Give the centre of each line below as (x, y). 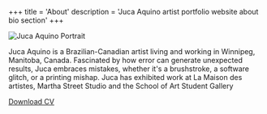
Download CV (32, 101)
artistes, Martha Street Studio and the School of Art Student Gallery (121, 86)
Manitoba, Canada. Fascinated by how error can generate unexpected (126, 60)
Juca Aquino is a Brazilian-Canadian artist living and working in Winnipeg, (132, 51)
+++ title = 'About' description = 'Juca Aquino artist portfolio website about (133, 12)
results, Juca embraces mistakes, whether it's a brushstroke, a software (129, 69)
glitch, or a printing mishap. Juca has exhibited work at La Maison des (125, 77)
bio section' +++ (36, 20)
